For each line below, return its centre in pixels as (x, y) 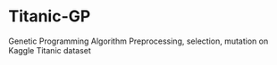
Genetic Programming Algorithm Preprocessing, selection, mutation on (138, 41)
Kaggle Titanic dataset (50, 50)
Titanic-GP (50, 16)
